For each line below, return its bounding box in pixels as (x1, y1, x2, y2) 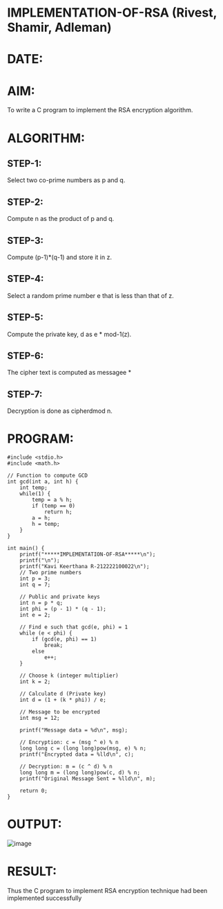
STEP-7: (7, 388, 43, 400)
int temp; (19, 484, 48, 491)
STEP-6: (7, 350, 44, 362)
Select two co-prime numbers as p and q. (7, 176, 126, 184)
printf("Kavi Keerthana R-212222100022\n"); (19, 563, 150, 570)
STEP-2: (7, 196, 43, 208)
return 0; (19, 788, 48, 795)
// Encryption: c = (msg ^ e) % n (19, 739, 119, 746)
